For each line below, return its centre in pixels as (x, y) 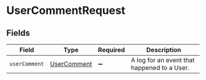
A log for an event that (163, 60)
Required (112, 50)
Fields (18, 33)
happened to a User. (160, 68)
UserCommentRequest (66, 11)
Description (164, 50)
